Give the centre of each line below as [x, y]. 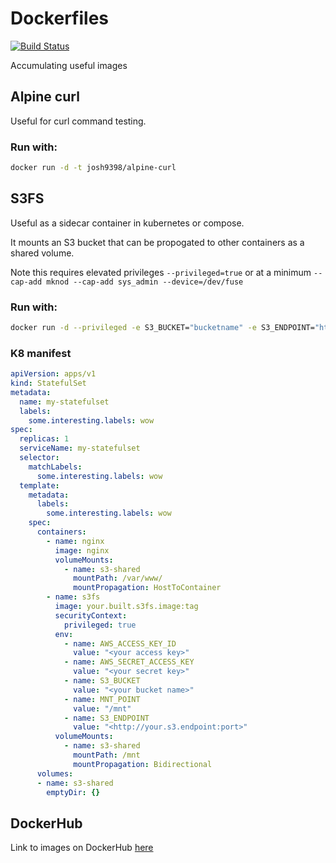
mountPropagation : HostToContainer [147, 588]
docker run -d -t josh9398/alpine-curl [93, 168]
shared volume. [42, 253]
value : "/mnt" [102, 708]
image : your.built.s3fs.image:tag [126, 607]
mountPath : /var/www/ [118, 578]
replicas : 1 [44, 439]
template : [39, 485]
